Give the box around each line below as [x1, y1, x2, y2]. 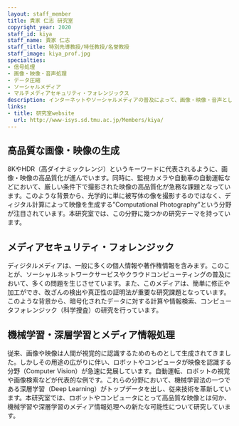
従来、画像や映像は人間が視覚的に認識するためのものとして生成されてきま [7, 349, 225, 358]
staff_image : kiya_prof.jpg [7, 51, 91, 58]
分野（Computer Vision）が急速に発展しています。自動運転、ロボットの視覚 [7, 367, 230, 375]
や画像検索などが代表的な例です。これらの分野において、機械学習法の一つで [7, 375, 231, 385]
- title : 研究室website [7, 110, 75, 117]
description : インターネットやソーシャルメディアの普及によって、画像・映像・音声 [7, 97, 223, 104]
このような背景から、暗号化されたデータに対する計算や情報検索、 [7, 297, 201, 306]
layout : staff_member [7, 10, 72, 18]
